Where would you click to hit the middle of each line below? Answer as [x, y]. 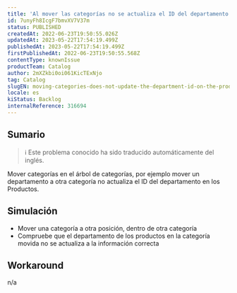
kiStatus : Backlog [34, 100]
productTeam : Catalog [39, 67]
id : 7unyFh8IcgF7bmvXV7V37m [49, 21]
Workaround [36, 265]
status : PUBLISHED [34, 27]
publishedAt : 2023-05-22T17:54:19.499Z [66, 47]
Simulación [32, 211]
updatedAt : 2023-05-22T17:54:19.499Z [63, 40]
